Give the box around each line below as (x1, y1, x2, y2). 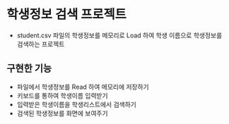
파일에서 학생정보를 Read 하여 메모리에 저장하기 (16, 82, 149, 91)
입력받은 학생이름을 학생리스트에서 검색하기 (16, 100, 137, 108)
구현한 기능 (6, 63, 52, 75)
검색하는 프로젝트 (16, 39, 65, 48)
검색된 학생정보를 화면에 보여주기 (16, 108, 108, 117)
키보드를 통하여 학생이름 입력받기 (16, 91, 108, 99)
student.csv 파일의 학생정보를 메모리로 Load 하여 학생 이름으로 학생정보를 (16, 31, 223, 39)
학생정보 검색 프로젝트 (6, 6, 127, 23)
